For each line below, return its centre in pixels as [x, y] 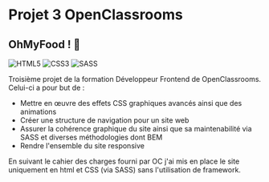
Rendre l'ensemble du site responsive [82, 146]
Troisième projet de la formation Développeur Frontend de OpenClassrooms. [135, 79]
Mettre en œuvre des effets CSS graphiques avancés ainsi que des [131, 103]
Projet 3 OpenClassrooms [96, 15]
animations [38, 111]
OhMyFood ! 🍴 [45, 44]
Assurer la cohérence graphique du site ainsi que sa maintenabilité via [136, 129]
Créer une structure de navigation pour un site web [104, 120]
